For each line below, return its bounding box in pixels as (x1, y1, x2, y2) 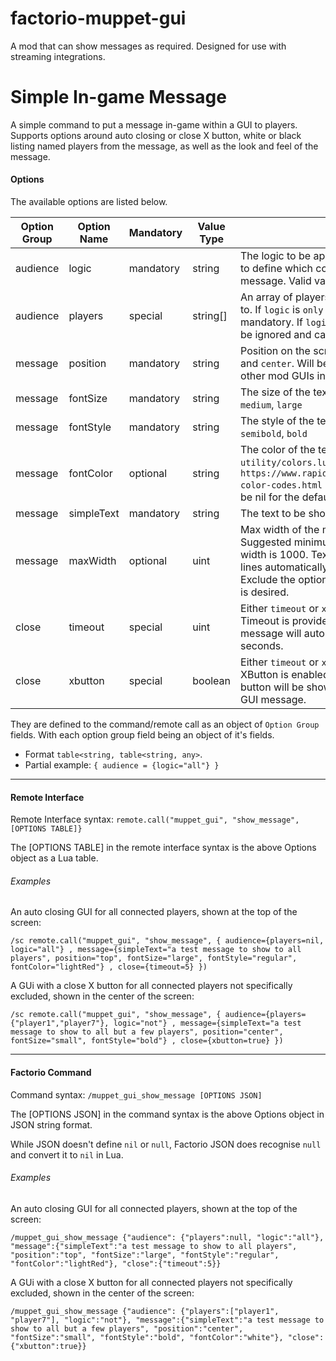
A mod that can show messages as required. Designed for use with (10, 40, 287, 52)
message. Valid (240, 274, 312, 288)
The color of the (240, 443, 316, 457)
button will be (240, 680, 305, 694)
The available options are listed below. (10, 196, 168, 208)
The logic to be (240, 249, 312, 263)
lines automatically (240, 560, 328, 574)
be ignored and (240, 328, 312, 342)
